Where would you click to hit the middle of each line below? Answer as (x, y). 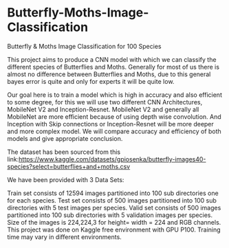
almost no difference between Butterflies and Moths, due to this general (109, 74)
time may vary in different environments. (64, 237)
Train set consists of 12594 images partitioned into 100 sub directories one (113, 193)
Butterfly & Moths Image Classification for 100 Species (84, 46)
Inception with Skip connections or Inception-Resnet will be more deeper (111, 124)
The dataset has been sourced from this (64, 152)
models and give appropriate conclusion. (65, 138)
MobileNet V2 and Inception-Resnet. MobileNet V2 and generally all (103, 109)
